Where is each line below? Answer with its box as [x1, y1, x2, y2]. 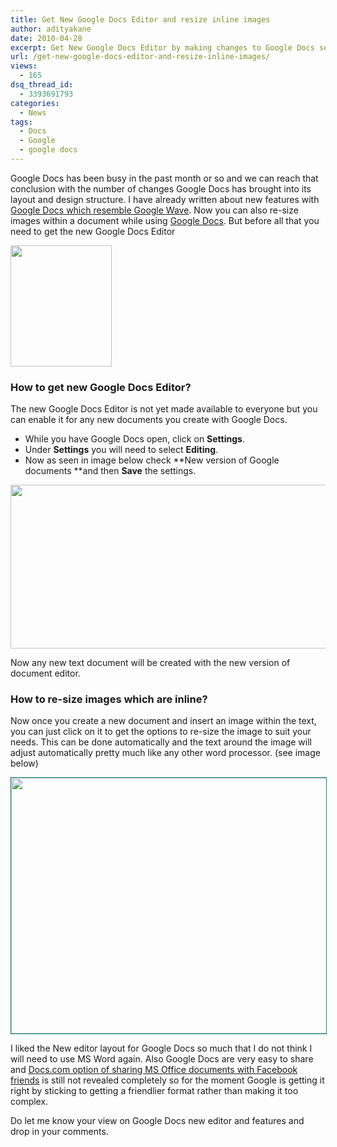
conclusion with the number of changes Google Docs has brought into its [10, 182, 312, 195]
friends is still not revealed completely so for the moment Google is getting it [10, 1074, 325, 1086]
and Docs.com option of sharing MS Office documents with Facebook [10, 1064, 298, 1076]
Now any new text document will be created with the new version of [10, 657, 291, 669]
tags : [10, 117, 33, 127]
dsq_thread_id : [10, 80, 74, 90]
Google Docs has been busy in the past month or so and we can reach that [10, 172, 319, 184]
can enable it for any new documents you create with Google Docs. [10, 414, 288, 426]
